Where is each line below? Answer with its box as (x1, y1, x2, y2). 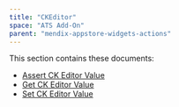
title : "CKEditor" (9, 12, 77, 22)
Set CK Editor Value (21, 89, 94, 99)
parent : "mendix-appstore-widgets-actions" (9, 29, 172, 38)
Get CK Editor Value (21, 80, 94, 90)
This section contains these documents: (9, 53, 154, 64)
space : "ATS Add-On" (9, 21, 86, 30)
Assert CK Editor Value (21, 70, 106, 81)
